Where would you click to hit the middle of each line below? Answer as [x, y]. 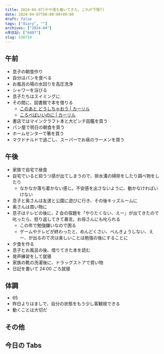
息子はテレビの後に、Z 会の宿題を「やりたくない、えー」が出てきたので [85, 213]
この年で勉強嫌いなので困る [48, 225]
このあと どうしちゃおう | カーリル [55, 108]
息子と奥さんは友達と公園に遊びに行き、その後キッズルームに [75, 201]
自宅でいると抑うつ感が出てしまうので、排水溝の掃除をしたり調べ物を [84, 176]
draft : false [19, 19]
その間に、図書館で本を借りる [42, 102]
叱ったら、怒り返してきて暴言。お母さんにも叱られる [66, 219]
